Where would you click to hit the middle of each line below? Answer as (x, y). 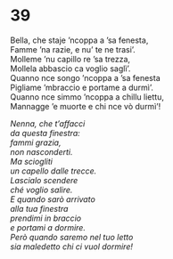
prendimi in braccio (46, 218)
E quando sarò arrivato (53, 199)
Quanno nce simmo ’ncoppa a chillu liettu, (87, 97)
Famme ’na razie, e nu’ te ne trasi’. (73, 49)
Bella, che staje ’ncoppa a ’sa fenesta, (79, 40)
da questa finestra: (45, 133)
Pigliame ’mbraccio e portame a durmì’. (82, 87)
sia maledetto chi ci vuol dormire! (71, 247)
